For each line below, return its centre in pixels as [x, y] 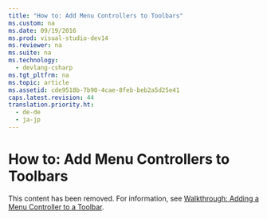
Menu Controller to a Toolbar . [57, 207]
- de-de [28, 113]
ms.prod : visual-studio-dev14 [59, 38]
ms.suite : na [30, 53]
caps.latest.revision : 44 [51, 98]
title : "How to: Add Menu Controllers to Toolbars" [96, 16]
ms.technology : [33, 61]
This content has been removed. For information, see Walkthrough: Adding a [133, 198]
